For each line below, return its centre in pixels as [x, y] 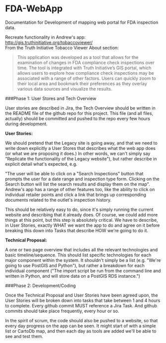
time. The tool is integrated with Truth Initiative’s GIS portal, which [84, 68]
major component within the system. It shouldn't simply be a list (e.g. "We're [83, 260]
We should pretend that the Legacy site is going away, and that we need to [81, 143]
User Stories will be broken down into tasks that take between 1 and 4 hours [83, 300]
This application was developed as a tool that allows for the [78, 57]
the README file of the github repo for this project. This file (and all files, [79, 113]
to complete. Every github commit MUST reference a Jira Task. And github [81, 305]
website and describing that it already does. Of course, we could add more [82, 215]
